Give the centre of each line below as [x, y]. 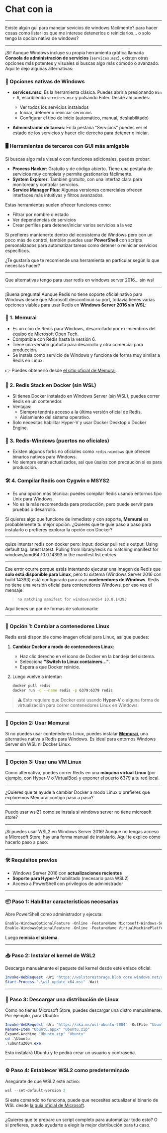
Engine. [20, 428]
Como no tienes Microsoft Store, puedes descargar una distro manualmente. [83, 1010]
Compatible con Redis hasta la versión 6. [54, 339]
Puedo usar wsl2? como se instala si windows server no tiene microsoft [78, 812]
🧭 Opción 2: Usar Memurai [37, 723]
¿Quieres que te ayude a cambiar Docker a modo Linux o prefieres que [78, 792]
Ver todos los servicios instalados [54, 107]
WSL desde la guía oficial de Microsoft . [45, 1105]
